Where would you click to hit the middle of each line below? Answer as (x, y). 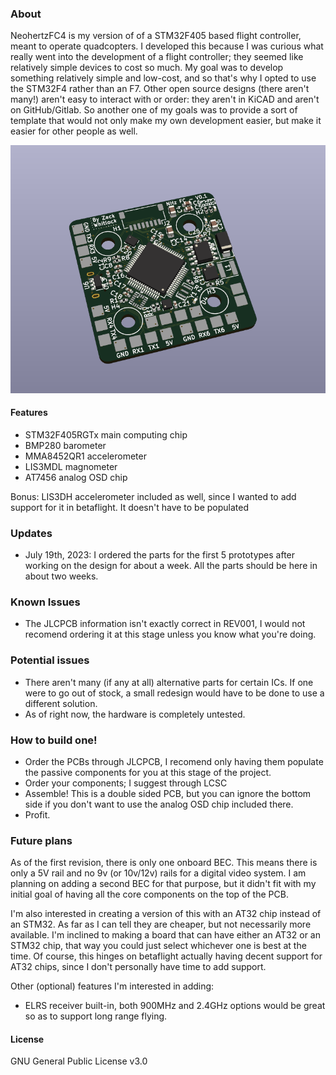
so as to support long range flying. (96, 1016)
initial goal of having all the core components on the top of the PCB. (149, 894)
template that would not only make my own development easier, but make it (166, 121)
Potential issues (50, 660)
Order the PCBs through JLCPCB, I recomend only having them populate (174, 761)
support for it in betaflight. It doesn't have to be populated (130, 507)
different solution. (61, 703)
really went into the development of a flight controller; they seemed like (157, 57)
